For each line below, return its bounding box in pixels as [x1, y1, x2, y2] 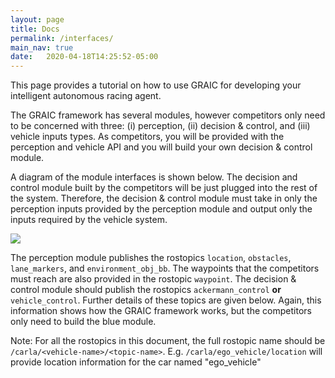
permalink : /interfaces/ [10, 33, 114, 43]
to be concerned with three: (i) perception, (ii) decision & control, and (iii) [10, 120, 311, 132]
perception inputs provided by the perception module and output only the [10, 203, 313, 215]
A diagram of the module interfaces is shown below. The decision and [10, 171, 298, 183]
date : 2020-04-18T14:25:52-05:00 [10, 52, 159, 62]
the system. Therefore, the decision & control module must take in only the [10, 192, 318, 205]
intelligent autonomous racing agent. [10, 90, 162, 102]
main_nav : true [10, 42, 74, 53]
